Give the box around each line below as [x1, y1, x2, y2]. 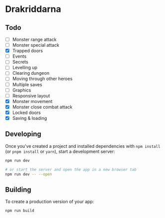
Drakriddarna [5, 3, 61, 15]
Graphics [12, 87, 31, 93]
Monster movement [12, 98, 53, 104]
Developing [5, 130, 41, 138]
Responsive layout [12, 93, 50, 99]
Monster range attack [12, 36, 57, 42]
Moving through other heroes [12, 76, 73, 82]
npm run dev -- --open [5, 172, 52, 177]
